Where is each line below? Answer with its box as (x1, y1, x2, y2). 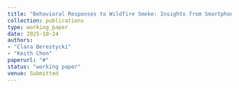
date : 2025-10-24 (7, 30, 59, 38)
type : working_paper (7, 23, 69, 31)
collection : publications (7, 17, 84, 24)
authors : (7, 37, 33, 44)
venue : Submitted (7, 70, 59, 77)
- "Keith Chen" (7, 50, 53, 57)
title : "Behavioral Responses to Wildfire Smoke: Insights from (7, 10, 202, 18)
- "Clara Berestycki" (7, 43, 72, 50)
